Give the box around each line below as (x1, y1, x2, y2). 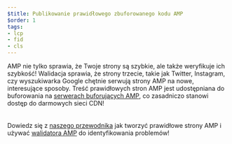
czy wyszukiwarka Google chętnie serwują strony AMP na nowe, (7, 77, 194, 85)
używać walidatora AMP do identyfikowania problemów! (7, 129, 170, 137)
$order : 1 (7, 17, 36, 24)
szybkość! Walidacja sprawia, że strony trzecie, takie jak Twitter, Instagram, (7, 69, 226, 78)
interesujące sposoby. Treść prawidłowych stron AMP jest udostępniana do (7, 85, 225, 92)
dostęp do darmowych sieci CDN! (7, 99, 105, 107)
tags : (7, 23, 23, 30)
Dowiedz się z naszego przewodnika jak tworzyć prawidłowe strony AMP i (7, 122, 222, 129)
